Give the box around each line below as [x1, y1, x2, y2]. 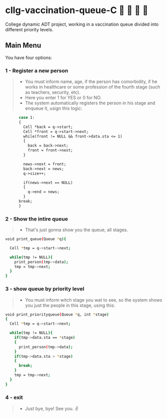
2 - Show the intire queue [5, 215, 68, 222]
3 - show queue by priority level [5, 286, 85, 293]
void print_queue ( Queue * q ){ [5, 237, 66, 242]
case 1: [18, 115, 35, 120]
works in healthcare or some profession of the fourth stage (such [25, 84, 160, 90]
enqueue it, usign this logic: [25, 105, 82, 111]
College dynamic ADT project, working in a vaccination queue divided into [5, 21, 159, 27]
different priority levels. [5, 26, 54, 32]
